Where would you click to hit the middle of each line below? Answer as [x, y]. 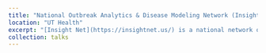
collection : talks [38, 37]
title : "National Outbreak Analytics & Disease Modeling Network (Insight [134, 15]
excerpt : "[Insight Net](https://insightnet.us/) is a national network [131, 30]
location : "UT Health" [46, 23]
